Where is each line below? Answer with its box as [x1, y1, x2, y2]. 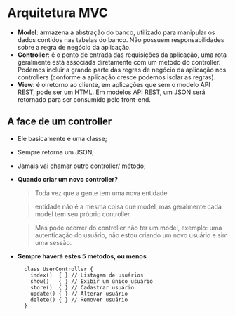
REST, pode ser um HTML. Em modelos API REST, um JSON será [17, 88, 206, 96]
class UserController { [24, 265, 93, 272]
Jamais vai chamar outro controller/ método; [17, 162, 146, 170]
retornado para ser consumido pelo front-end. [17, 95, 151, 103]
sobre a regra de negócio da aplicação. [17, 43, 131, 51]
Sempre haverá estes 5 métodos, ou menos [17, 251, 147, 261]
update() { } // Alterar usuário [30, 290, 128, 297]
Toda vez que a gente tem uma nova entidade [34, 188, 168, 197]
